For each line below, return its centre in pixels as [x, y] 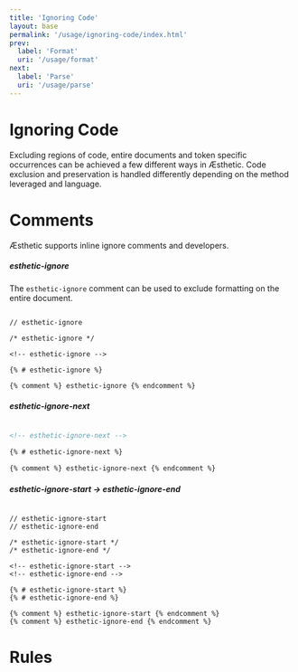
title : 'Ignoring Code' [54, 18]
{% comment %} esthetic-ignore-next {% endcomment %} [113, 469]
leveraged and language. [56, 184]
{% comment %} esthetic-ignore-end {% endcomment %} [111, 622]
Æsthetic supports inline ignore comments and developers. [119, 245]
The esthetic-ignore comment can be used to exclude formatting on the [144, 289]
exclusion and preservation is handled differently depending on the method [149, 174]
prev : [19, 43]
